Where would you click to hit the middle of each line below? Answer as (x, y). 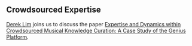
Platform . (17, 37)
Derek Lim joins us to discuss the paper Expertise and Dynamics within (94, 24)
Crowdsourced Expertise (54, 10)
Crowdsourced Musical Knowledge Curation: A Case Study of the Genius (96, 30)
